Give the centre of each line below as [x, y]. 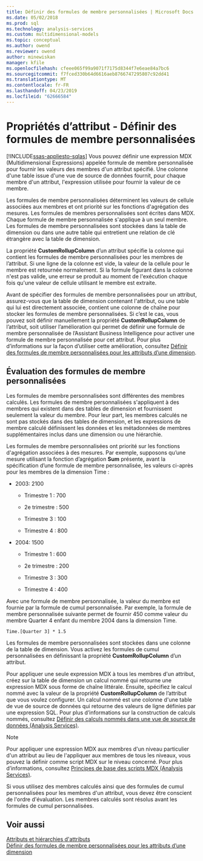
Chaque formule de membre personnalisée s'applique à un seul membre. [97, 219]
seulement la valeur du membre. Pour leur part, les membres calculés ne [97, 415]
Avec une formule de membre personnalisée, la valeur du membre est [93, 601]
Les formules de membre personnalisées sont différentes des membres [95, 395]
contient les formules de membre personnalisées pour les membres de [95, 257]
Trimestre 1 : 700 [45, 495]
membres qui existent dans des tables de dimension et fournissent [89, 408]
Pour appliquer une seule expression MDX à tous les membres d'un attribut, [101, 674]
